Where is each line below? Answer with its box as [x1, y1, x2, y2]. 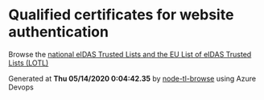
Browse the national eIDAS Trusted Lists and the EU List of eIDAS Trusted [8, 49, 252, 59]
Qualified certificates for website [8, 6, 234, 24]
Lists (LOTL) [8, 58, 49, 68]
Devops [8, 82, 34, 92]
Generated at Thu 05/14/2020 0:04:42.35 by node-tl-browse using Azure [8, 73, 256, 83]
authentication [8, 23, 109, 41]
